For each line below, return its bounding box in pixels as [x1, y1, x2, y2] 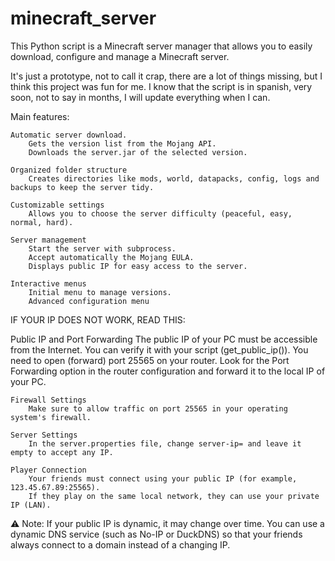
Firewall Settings [10, 395, 87, 405]
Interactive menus [10, 278, 87, 289]
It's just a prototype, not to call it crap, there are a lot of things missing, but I [10, 70, 323, 82]
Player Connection [10, 465, 87, 475]
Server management [10, 235, 87, 245]
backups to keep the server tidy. [10, 182, 155, 192]
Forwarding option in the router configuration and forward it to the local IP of [10, 365, 326, 377]
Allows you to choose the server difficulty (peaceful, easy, [28, 208, 293, 219]
